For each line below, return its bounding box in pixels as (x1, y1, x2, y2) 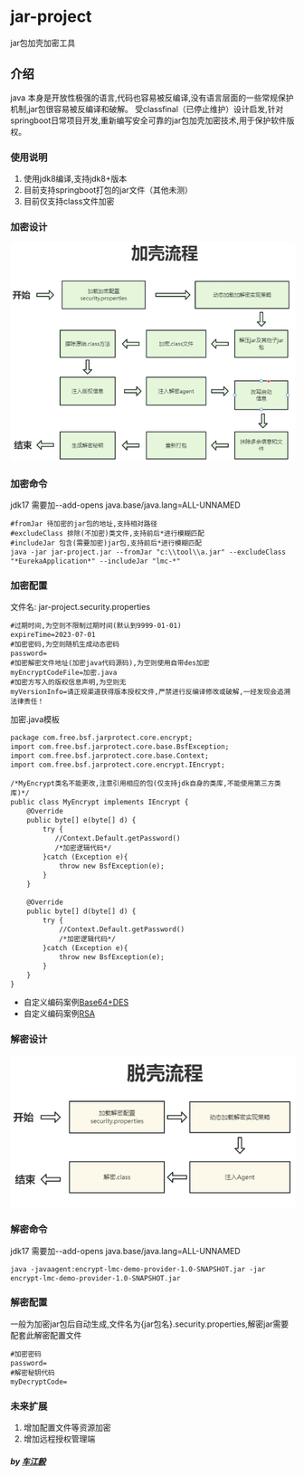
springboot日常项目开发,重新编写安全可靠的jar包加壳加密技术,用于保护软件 (10, 115, 288, 126)
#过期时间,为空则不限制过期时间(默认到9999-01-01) (10, 622, 182, 631)
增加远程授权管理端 (23, 1433, 96, 1444)
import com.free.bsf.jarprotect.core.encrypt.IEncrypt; (10, 760, 225, 770)
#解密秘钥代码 (10, 1368, 55, 1377)
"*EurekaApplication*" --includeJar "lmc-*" (10, 557, 181, 566)
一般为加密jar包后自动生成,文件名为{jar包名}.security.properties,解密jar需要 (10, 1319, 290, 1329)
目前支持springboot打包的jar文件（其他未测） (23, 185, 193, 195)
